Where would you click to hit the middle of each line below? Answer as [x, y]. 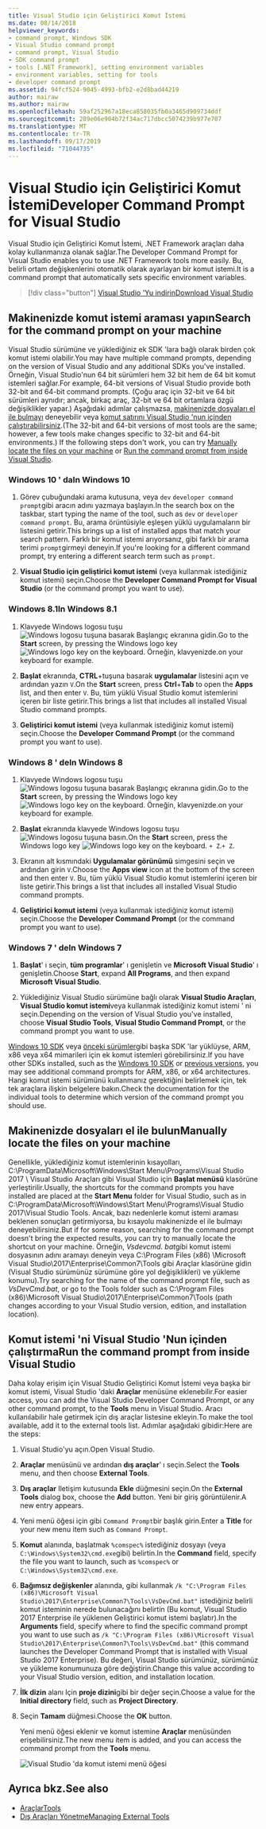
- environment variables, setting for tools [83, 75]
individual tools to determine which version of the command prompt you [126, 1097]
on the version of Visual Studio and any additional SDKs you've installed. [127, 366]
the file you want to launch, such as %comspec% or [99, 1561]
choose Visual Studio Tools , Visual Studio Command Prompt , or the [133, 1023]
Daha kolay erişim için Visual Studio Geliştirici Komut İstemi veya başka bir [129, 1383]
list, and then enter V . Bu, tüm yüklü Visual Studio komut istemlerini [129, 692]
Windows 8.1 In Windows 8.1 [63, 609]
